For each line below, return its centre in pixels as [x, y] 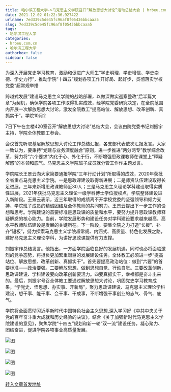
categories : [18, 39]
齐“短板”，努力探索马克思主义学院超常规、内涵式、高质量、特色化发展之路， [85, 231]
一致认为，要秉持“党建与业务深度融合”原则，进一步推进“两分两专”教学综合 [83, 150]
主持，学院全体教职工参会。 [34, 133]
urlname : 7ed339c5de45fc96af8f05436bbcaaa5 [52, 19]
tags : [11, 29]
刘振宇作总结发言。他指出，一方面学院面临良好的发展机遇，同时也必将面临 [83, 249]
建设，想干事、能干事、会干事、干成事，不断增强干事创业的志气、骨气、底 [83, 293]
